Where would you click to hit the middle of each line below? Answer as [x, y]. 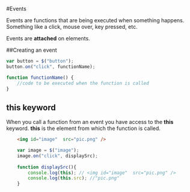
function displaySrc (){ [47, 167]
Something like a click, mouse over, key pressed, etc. [72, 27]
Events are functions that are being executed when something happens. [95, 20]
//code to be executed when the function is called [83, 83]
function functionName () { [40, 78]
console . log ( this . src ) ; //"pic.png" [74, 178]
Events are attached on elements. [48, 38]
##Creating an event [32, 50]
